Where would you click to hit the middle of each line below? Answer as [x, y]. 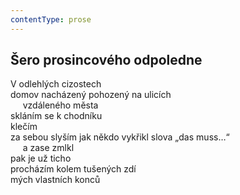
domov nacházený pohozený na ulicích [91, 95]
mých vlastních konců [55, 180]
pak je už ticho [41, 158]
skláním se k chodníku [56, 116]
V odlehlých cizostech [56, 84]
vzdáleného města [60, 105]
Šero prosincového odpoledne [106, 60]
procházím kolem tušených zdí [73, 169]
